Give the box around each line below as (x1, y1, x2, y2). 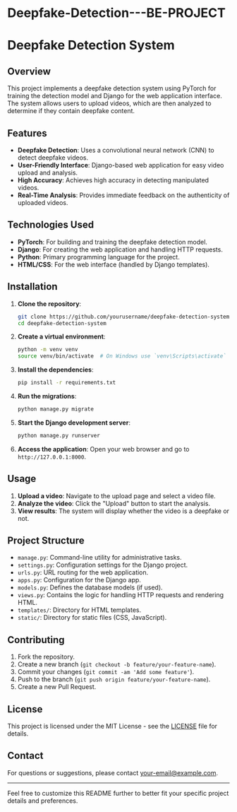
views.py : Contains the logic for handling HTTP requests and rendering (17, 591, 224, 599)
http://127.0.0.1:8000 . (17, 452, 87, 461)
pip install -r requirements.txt (17, 379, 116, 387)
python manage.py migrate (17, 406, 94, 413)
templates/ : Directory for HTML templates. (17, 606, 142, 614)
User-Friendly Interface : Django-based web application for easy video (17, 161, 224, 169)
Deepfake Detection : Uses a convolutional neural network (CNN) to (17, 146, 214, 154)
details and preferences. (7, 796, 78, 805)
